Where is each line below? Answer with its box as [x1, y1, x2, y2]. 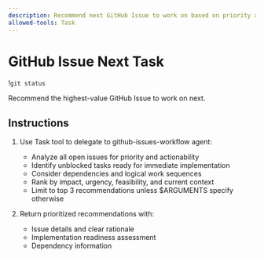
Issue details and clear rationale [31, 224, 135, 234]
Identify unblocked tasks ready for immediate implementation [31, 161, 230, 170]
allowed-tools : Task [8, 19, 76, 27]
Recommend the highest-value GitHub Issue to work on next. [8, 93, 206, 103]
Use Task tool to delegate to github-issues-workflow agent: [19, 137, 212, 147]
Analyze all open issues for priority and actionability [31, 152, 200, 162]
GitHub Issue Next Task [8, 53, 165, 71]
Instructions [8, 116, 69, 129]
